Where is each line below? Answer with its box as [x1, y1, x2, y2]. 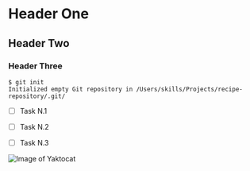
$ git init [8, 78, 44, 86]
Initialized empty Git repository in [8, 85, 133, 93]
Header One [8, 5, 90, 23]
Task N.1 [19, 106, 48, 115]
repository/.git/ [8, 92, 66, 100]
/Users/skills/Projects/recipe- [136, 85, 244, 93]
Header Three [8, 60, 63, 72]
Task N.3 [19, 138, 49, 147]
